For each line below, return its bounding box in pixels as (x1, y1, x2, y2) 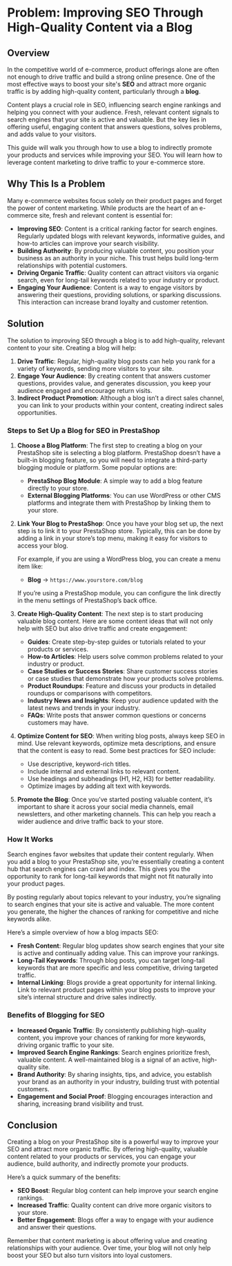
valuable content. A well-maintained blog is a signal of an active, (17, 1055, 201, 1064)
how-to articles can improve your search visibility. (17, 239, 159, 247)
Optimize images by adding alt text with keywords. (27, 782, 171, 790)
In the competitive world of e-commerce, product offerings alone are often (7, 66, 220, 73)
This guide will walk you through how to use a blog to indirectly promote (7, 144, 213, 151)
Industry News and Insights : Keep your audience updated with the (27, 696, 219, 704)
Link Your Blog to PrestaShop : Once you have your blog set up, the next (17, 519, 224, 528)
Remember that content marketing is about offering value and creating (7, 1236, 207, 1245)
